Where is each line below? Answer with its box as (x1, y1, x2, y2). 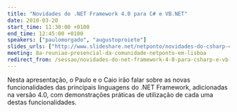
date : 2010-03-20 (7, 17, 59, 24)
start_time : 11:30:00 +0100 (7, 23, 90, 30)
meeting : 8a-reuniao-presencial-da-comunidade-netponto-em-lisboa (7, 50, 207, 57)
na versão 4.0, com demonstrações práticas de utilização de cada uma (7, 90, 214, 99)
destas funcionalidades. (7, 98, 77, 106)
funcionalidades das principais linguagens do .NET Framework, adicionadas (7, 82, 228, 92)
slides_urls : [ (7, 43, 52, 50)
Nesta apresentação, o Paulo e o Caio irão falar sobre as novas (7, 75, 190, 84)
